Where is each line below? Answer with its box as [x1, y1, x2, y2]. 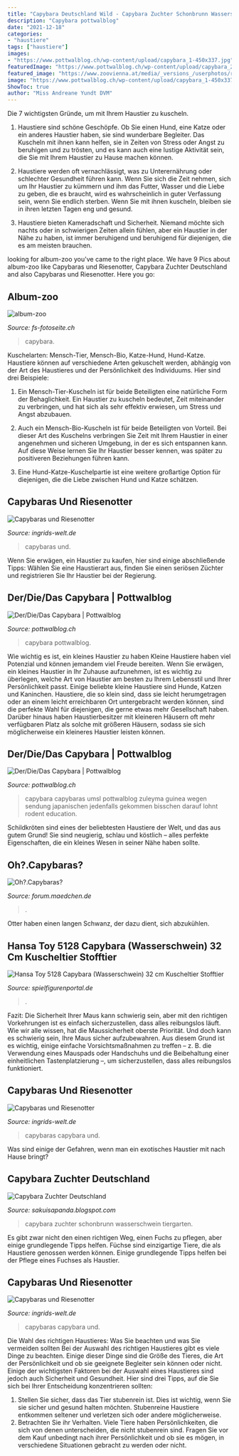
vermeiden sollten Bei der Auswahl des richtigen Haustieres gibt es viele [7, 1344, 220, 1353]
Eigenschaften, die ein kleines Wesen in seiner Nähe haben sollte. [7, 838, 201, 847]
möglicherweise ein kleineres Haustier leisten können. [7, 727, 166, 736]
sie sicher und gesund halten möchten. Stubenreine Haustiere [17, 1403, 199, 1412]
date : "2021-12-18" [7, 23, 65, 31]
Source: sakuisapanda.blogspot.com [7, 1206, 116, 1214]
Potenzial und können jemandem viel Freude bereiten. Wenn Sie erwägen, [7, 659, 224, 668]
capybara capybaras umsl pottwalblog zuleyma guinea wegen [24, 794, 208, 803]
